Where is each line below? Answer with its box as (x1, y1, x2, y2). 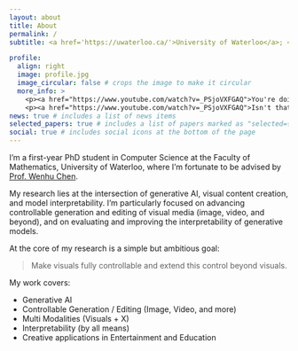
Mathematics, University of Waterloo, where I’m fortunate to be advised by (9, 161, 282, 172)
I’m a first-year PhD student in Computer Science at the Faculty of (9, 152, 251, 162)
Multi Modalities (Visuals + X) (21, 314, 130, 324)
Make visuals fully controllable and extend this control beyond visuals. (30, 261, 287, 270)
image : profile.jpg (17, 70, 90, 80)
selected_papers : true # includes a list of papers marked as (9, 120, 244, 129)
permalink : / (9, 29, 58, 38)
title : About (9, 21, 58, 30)
